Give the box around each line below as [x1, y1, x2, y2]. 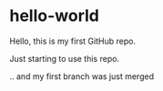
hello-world [9, 5, 100, 26]
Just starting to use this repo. [9, 53, 120, 64]
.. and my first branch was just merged [9, 70, 155, 82]
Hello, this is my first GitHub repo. [9, 35, 137, 46]
